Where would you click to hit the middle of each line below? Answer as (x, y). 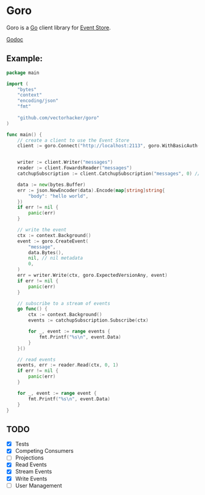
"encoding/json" (38, 101)
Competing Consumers (44, 451)
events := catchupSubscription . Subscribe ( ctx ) (88, 321)
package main (23, 73)
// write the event (42, 230)
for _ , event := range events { (70, 331)
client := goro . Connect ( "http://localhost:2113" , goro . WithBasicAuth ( (109, 146)
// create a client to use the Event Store (74, 140)
